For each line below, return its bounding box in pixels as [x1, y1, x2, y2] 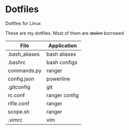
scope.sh [8, 108, 30, 115]
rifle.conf [8, 100, 29, 107]
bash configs [46, 59, 77, 66]
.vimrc [8, 116, 23, 123]
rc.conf [8, 92, 25, 99]
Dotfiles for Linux [5, 20, 41, 26]
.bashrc [8, 59, 26, 66]
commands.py [8, 67, 42, 74]
